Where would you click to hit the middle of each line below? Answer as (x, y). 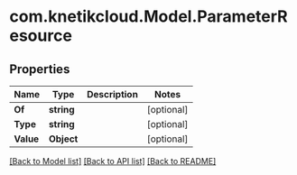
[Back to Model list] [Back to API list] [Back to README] (113, 161)
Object (63, 139)
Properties (40, 69)
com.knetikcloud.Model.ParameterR (148, 17)
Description (112, 94)
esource (41, 36)
